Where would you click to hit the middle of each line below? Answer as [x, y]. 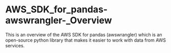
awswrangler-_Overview [59, 20]
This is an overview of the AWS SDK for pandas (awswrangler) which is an [84, 34]
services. [15, 45]
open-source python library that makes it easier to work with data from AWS [86, 40]
